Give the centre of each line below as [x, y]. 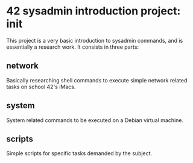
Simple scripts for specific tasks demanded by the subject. [79, 153]
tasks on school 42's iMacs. [41, 87]
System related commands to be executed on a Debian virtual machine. [95, 120]
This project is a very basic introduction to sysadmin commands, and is [95, 40]
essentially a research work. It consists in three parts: [73, 47]
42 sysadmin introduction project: [93, 11]
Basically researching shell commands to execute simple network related [97, 80]
